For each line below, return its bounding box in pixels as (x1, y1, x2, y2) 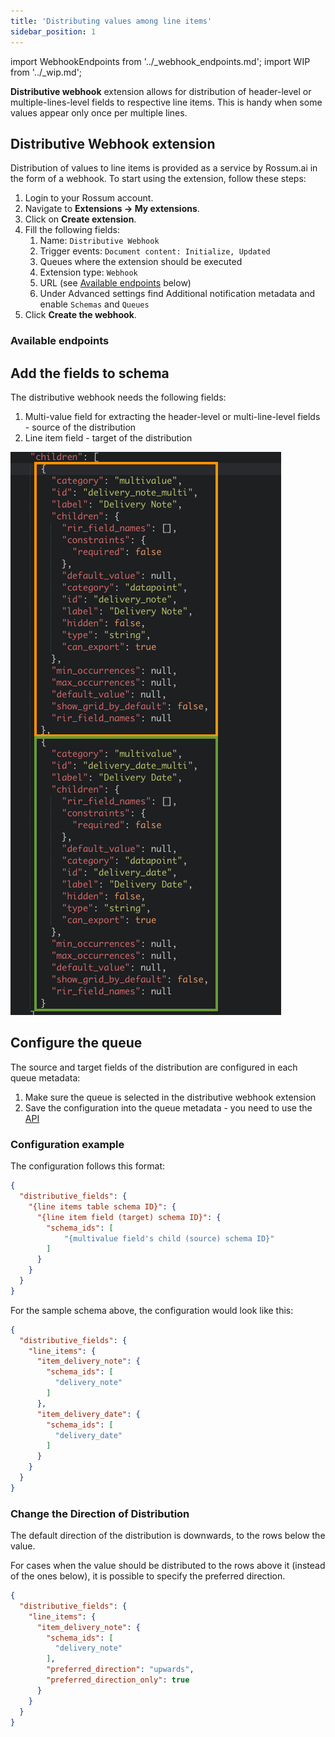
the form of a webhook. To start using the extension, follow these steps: (10, 173, 307, 185)
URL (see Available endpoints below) (39, 277, 192, 289)
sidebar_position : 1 (10, 26, 97, 37)
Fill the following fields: (24, 224, 120, 236)
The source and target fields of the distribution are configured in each (10, 1061, 298, 1073)
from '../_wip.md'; (10, 66, 83, 78)
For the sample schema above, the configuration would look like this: (10, 1304, 294, 1316)
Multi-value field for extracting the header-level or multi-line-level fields (24, 411, 321, 423)
